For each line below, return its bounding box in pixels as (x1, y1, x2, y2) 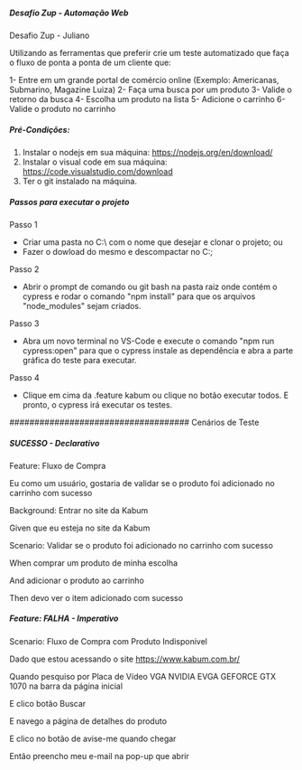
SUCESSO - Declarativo (9, 437, 100, 448)
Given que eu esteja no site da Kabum (9, 522, 151, 533)
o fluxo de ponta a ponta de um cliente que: (9, 57, 171, 68)
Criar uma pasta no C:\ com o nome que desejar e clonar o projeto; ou (22, 236, 283, 248)
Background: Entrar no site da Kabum (9, 504, 149, 515)
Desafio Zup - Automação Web (9, 7, 129, 18)
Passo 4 (9, 371, 40, 383)
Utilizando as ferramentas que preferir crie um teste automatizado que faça (9, 47, 290, 58)
